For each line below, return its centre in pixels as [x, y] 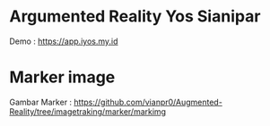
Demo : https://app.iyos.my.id [64, 41]
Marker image [62, 77]
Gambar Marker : [41, 102]
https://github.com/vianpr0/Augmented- [148, 102]
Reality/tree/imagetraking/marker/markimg [88, 111]
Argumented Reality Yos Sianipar [135, 17]
